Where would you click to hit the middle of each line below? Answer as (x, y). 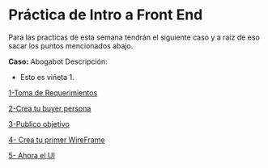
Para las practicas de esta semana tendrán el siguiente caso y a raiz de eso (134, 37)
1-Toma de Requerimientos (53, 92)
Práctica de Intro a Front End (106, 15)
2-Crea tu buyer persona (50, 108)
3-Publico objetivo (39, 124)
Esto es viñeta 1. (47, 77)
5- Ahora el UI (32, 155)
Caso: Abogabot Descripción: (58, 61)
